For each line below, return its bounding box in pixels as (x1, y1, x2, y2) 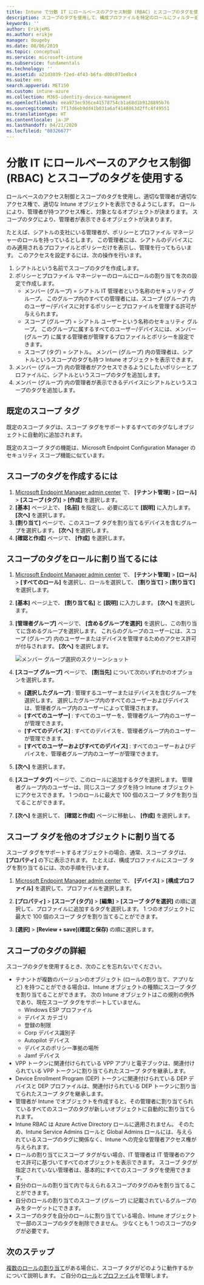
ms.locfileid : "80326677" (6, 128, 72, 134)
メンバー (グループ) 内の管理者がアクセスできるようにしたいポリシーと (15, 363, 192, 371)
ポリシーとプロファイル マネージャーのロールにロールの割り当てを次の (15, 272, 192, 279)
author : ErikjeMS (6, 26, 50, 32)
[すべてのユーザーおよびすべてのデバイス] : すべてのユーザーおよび (24, 742, 191, 750)
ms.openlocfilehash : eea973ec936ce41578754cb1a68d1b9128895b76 (6, 99, 170, 106)
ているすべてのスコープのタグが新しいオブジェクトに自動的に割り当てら (15, 1105, 195, 1112)
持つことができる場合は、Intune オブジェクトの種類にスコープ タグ (29, 983, 197, 990)
